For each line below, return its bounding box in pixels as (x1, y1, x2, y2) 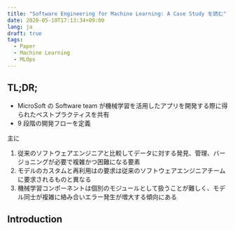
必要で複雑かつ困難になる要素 (54, 157, 141, 165)
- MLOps (13, 56, 36, 63)
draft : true (7, 29, 42, 37)
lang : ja (7, 23, 33, 30)
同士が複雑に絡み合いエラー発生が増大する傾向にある (23, 192, 177, 201)
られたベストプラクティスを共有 (17, 110, 110, 119)
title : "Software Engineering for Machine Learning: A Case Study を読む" (7, 10, 227, 18)
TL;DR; (7, 82, 38, 94)
